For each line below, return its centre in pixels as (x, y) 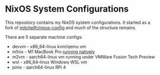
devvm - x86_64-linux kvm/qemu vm (49, 46)
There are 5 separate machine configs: (44, 37)
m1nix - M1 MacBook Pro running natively (53, 52)
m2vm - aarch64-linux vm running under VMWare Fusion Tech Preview (83, 56)
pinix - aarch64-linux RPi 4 (39, 67)
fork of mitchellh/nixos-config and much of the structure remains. (71, 27)
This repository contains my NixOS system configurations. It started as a (78, 22)
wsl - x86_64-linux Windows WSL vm (50, 62)
